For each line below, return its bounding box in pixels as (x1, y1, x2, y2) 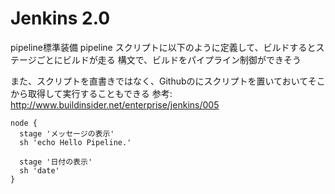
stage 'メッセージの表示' (19, 128, 115, 139)
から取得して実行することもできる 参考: (10, 87, 173, 99)
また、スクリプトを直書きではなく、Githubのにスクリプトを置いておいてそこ (10, 75, 326, 87)
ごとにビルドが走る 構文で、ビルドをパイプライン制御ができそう (36, 53, 302, 66)
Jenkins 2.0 (10, 7, 111, 30)
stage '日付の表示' (19, 157, 93, 167)
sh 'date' (19, 165, 60, 176)
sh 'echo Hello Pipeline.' (19, 137, 132, 147)
